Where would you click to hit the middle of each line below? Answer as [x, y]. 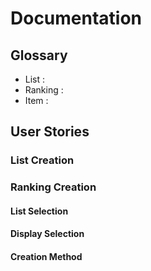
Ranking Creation [53, 187]
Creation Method [46, 257]
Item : [36, 100]
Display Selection [47, 234]
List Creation [42, 160]
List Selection [39, 211]
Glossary [39, 55]
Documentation [76, 18]
